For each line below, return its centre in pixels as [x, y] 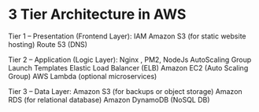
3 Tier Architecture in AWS [97, 14]
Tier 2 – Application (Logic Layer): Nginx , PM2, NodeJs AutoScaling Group [130, 60]
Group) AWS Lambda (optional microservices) [83, 76]
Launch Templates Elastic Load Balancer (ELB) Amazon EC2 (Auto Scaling [128, 67]
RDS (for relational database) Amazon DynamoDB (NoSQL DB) [109, 99]
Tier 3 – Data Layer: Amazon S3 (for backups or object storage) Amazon [125, 91]
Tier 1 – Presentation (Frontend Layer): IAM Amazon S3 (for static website [127, 36]
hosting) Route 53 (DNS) [48, 44]
